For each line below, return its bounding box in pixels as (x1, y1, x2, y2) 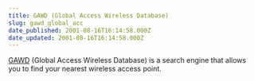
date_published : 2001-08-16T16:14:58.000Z (8, 26, 151, 34)
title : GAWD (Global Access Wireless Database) (8, 11, 170, 20)
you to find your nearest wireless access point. (8, 64, 162, 74)
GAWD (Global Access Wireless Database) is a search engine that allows (8, 56, 247, 65)
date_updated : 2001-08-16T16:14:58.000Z (8, 33, 145, 42)
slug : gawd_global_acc (8, 19, 84, 27)
